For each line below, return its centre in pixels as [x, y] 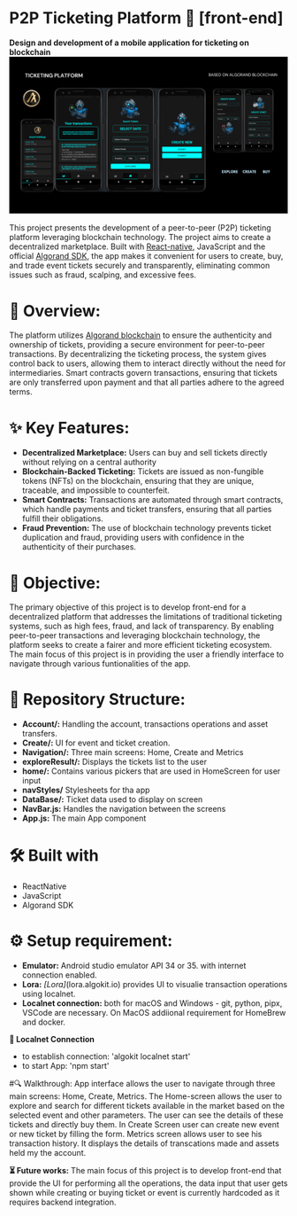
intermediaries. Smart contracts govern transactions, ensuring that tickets [144, 373]
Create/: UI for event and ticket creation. [96, 743]
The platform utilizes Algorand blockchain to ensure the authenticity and [141, 335]
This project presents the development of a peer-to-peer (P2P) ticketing [140, 228]
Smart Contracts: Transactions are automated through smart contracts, [152, 500]
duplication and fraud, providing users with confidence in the [133, 538]
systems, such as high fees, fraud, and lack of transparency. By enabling [141, 626]
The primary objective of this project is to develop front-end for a [128, 607]
